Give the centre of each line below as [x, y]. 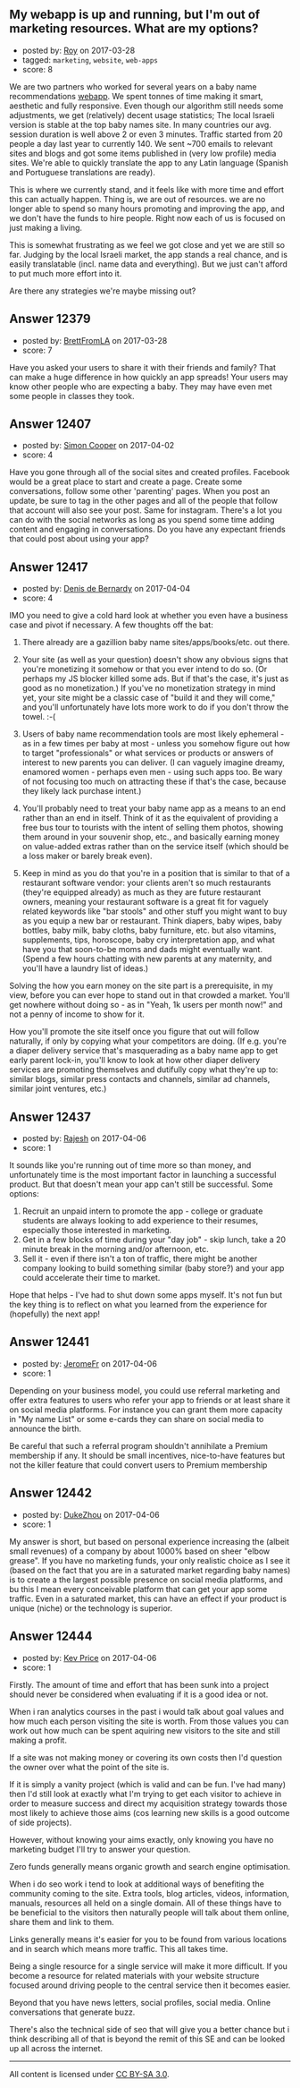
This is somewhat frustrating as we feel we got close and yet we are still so [147, 244]
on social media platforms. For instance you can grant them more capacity [146, 1410]
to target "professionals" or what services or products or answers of [148, 753]
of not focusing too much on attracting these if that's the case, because [154, 781]
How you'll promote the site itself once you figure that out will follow [134, 1032]
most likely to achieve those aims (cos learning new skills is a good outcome [150, 1812]
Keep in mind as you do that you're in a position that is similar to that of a [156, 874]
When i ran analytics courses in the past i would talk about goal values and [146, 1711]
